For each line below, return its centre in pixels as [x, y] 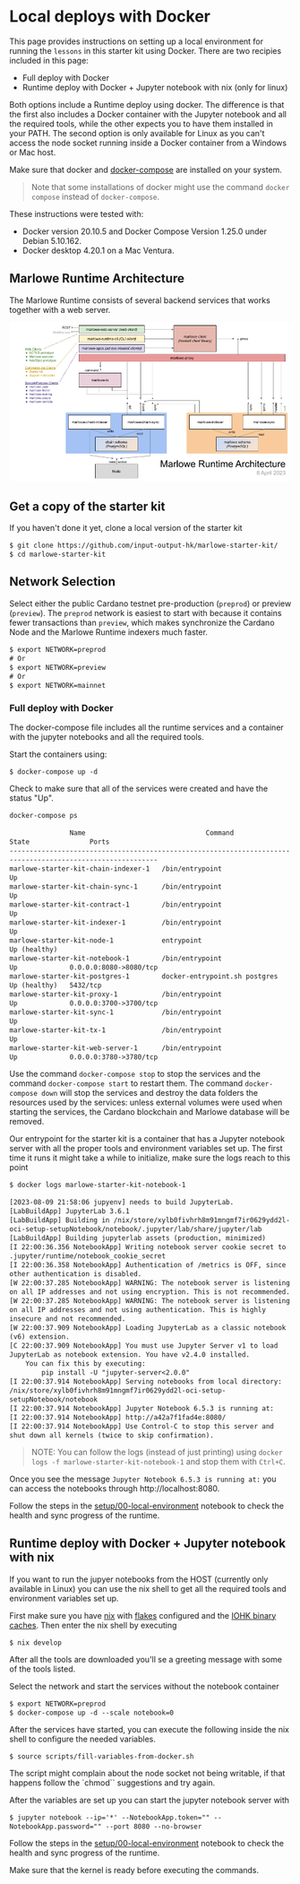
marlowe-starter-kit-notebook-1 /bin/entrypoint [116, 959]
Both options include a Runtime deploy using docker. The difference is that [147, 104]
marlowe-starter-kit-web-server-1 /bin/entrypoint [116, 1048]
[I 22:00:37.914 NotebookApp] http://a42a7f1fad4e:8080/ [118, 1417]
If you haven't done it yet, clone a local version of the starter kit [126, 528]
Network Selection [63, 582]
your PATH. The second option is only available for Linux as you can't [137, 133]
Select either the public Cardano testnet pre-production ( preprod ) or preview [150, 603]
